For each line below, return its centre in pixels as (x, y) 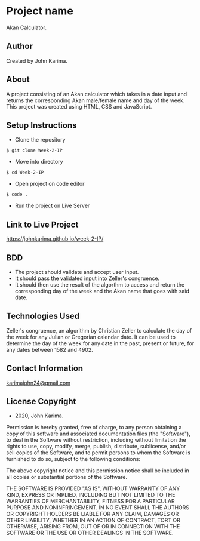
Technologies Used (43, 316)
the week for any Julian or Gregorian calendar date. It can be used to (91, 337)
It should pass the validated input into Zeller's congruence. (87, 278)
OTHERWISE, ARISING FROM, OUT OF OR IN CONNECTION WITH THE (93, 527)
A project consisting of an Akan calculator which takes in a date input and (97, 94)
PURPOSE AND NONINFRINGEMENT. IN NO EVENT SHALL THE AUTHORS (98, 508)
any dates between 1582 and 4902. (50, 349)
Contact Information (45, 368)
